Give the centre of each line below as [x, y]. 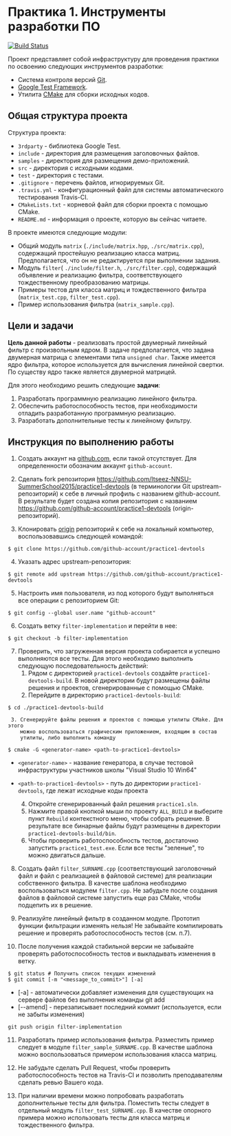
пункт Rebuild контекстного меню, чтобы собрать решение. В [119, 819]
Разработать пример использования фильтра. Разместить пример [116, 1040]
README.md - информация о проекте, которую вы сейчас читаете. [112, 219]
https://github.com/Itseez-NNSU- [144, 479]
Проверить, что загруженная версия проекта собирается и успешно [119, 651]
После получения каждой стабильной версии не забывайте [106, 947]
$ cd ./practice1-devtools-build [56, 708]
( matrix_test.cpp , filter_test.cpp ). [69, 297]
